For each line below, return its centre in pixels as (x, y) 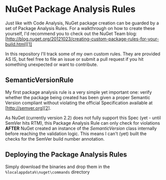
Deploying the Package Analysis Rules (66, 155)
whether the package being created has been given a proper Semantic (78, 97)
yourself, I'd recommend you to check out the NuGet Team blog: (71, 33)
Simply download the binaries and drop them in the (58, 167)
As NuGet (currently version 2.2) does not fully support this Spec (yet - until (83, 118)
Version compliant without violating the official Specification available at (79, 103)
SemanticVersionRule (39, 80)
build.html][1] (19, 44)
